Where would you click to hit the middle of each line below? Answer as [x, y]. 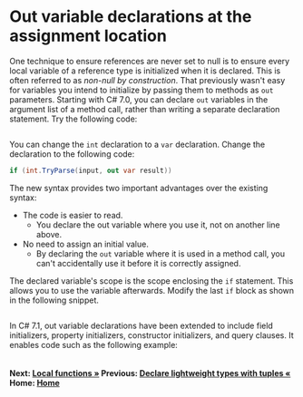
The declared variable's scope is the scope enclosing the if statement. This [151, 281]
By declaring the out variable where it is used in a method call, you [161, 253]
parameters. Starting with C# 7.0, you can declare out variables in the [139, 99]
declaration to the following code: [72, 154]
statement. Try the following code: [73, 119]
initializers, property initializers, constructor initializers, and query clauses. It [152, 335]
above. [49, 234]
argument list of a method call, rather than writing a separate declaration [145, 109]
